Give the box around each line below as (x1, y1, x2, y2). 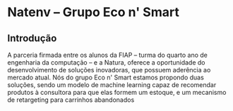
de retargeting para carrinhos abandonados (7, 96, 135, 104)
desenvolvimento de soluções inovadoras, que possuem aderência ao (7, 66, 211, 74)
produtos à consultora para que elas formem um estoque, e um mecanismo (7, 89, 227, 96)
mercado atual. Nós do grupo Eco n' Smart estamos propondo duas (7, 73, 205, 81)
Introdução (7, 32, 57, 44)
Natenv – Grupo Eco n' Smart (7, 4, 180, 20)
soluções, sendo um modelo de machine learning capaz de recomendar (7, 81, 217, 89)
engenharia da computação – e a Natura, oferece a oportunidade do (7, 58, 205, 67)
